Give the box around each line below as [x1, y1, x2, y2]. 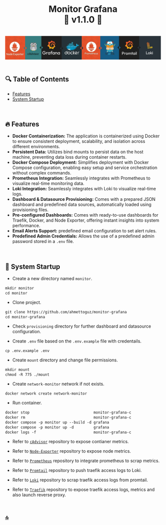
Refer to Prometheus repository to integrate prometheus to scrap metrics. [12, 458, 160, 464]
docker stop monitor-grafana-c [5, 410, 132, 415]
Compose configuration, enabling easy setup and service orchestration [12, 165, 158, 171]
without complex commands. [12, 170, 72, 176]
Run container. [12, 400, 42, 406]
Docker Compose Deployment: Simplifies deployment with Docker [12, 160, 149, 166]
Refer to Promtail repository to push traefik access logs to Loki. [12, 467, 142, 473]
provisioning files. [12, 207, 48, 213]
